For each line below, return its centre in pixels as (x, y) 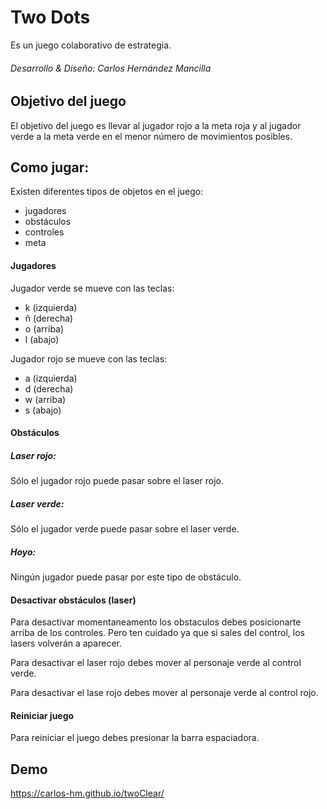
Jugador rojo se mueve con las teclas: (89, 358)
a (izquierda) (51, 378)
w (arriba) (45, 399)
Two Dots (50, 17)
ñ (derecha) (49, 318)
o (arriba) (44, 328)
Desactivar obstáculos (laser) (73, 600)
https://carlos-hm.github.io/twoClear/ (87, 793)
